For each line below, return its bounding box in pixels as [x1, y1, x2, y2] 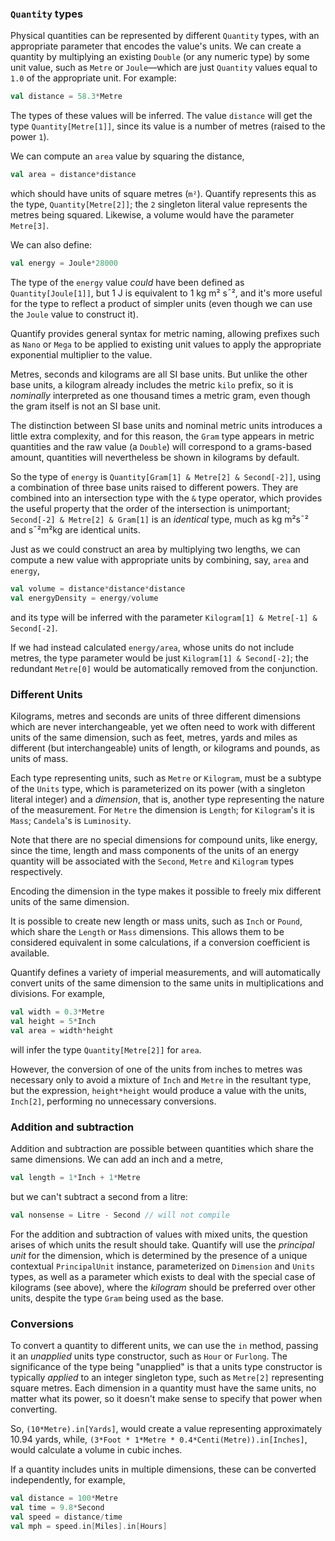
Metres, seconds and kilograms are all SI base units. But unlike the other [10, 368, 308, 380]
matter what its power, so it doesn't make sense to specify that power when [10, 1392, 323, 1404]
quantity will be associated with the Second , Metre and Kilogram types [10, 855, 295, 867]
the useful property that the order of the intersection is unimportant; [10, 502, 291, 514]
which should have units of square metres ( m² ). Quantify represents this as [10, 188, 317, 200]
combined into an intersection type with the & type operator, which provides [10, 492, 323, 504]
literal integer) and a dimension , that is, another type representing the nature [10, 793, 325, 805]
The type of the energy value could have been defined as [10, 276, 245, 288]
